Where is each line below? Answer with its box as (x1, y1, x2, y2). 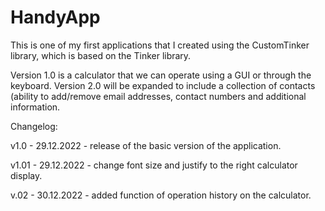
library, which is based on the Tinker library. (10, 49, 192, 61)
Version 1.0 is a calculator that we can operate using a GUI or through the (10, 69, 312, 81)
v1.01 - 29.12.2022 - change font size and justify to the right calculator (10, 159, 298, 171)
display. (10, 169, 43, 181)
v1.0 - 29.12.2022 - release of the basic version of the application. (10, 139, 282, 151)
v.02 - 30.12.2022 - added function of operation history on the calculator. (10, 189, 312, 201)
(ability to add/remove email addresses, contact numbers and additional (10, 90, 307, 102)
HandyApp (10, 6, 101, 29)
